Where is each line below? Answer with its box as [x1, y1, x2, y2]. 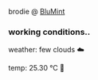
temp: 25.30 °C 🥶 [8, 63, 65, 73]
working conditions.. [8, 26, 91, 37]
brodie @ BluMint [8, 7, 65, 16]
